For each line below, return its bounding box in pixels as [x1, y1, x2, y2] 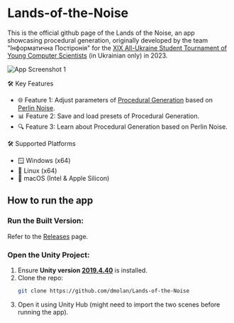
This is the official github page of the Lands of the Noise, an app [7, 28, 195, 37]
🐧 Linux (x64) [17, 166, 57, 175]
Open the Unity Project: [7, 250, 90, 260]
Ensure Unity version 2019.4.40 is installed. [17, 265, 147, 275]
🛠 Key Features [7, 79, 54, 88]
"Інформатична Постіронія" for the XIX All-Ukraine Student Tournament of [7, 43, 227, 52]
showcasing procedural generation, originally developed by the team [7, 36, 208, 44]
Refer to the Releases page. [7, 232, 89, 240]
